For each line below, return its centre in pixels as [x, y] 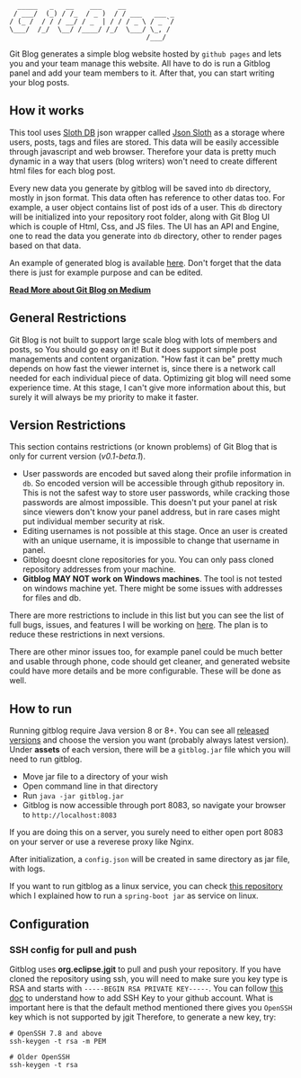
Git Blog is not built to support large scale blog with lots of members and [143, 340]
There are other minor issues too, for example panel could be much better [146, 652]
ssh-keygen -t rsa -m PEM [58, 1041]
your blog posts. [40, 82]
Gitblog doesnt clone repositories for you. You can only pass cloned [148, 560]
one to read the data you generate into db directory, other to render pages [146, 236]
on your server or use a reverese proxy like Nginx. [102, 842]
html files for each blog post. [62, 170]
